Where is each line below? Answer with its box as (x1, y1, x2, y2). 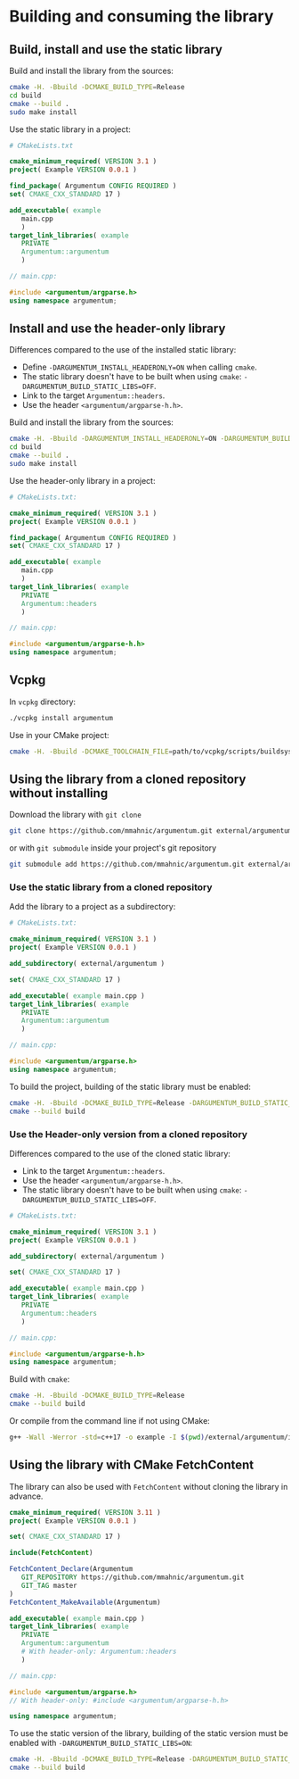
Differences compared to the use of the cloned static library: (9, 1148, 231, 1159)
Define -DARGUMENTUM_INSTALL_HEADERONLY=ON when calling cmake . (21, 362, 258, 372)
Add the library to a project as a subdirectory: (9, 902, 176, 912)
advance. (9, 1491, 44, 1501)
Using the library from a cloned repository (9, 772, 246, 787)
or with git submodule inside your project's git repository (9, 843, 217, 853)
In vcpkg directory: (9, 696, 77, 707)
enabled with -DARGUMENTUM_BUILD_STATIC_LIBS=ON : (9, 1738, 193, 1749)
